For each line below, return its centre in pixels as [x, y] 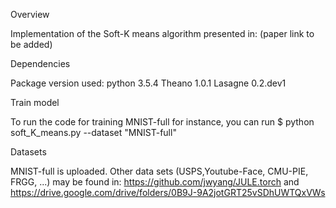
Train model [35, 102]
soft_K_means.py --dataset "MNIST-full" [93, 132]
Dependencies [40, 63]
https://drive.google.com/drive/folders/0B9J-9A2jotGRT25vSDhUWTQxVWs [168, 192]
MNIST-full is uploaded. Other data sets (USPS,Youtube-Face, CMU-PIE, [159, 171]
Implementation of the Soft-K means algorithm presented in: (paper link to [162, 33]
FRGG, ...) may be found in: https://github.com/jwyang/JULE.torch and [155, 182]
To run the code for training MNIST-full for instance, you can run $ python [162, 122]
